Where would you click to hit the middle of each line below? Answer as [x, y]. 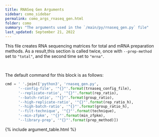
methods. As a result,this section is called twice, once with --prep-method [79, 51]
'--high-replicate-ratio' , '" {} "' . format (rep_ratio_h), [76, 102]
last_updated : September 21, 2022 [40, 32]
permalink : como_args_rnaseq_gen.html [44, 18]
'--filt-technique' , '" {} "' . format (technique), [67, 111]
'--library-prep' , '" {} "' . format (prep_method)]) [68, 120]
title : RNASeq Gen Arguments [35, 9]
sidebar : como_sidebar [28, 14]
